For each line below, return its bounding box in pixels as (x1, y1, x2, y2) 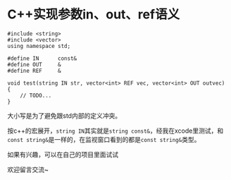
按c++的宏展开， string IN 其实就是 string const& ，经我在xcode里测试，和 (7, 126, 224, 135)
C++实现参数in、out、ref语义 (7, 6, 180, 23)
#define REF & (7, 67, 61, 74)
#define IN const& (7, 54, 77, 62)
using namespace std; (7, 42, 71, 49)
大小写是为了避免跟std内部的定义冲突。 (7, 111, 122, 120)
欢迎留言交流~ (7, 165, 49, 174)
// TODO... (20, 92, 52, 99)
